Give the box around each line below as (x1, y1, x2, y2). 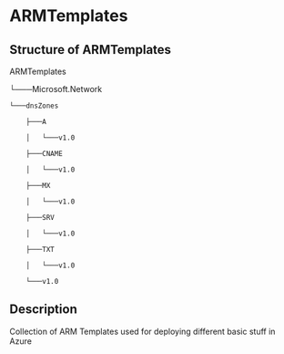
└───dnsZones (9, 101, 59, 110)
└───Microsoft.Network (9, 84, 103, 94)
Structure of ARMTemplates (9, 42, 171, 57)
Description (9, 302, 77, 318)
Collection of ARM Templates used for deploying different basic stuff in (9, 326, 276, 337)
